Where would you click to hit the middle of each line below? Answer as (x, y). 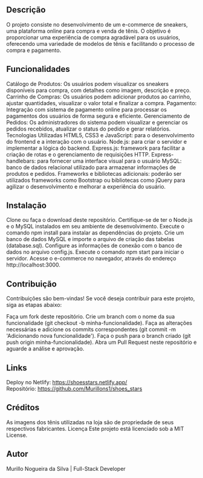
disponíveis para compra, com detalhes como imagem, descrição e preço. (99, 90)
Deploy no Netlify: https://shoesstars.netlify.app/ (67, 383)
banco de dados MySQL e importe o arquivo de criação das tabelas (90, 239)
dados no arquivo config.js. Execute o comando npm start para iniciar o (95, 252)
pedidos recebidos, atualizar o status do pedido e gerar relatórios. (89, 129)
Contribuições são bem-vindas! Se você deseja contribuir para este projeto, (101, 299)
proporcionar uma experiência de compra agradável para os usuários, (93, 37)
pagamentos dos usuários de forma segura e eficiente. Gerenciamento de (98, 116)
